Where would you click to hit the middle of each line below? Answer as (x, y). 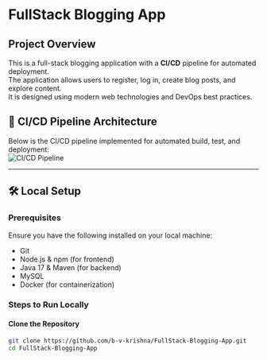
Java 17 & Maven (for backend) (70, 267)
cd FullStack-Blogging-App (53, 348)
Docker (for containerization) (67, 285)
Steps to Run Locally (48, 305)
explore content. (35, 88)
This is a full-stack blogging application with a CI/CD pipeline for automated (132, 63)
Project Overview (52, 44)
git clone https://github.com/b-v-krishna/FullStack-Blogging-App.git (128, 341)
